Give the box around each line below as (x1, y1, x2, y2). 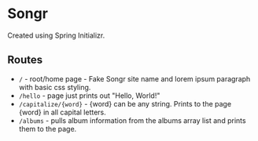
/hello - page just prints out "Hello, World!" (18, 91, 160, 100)
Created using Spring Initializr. (7, 31, 105, 40)
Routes (7, 53, 43, 67)
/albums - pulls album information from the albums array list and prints (18, 115, 246, 125)
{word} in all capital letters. (18, 107, 107, 117)
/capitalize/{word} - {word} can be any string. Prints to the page (18, 99, 232, 108)
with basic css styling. (18, 82, 91, 92)
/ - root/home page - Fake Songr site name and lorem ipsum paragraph (18, 74, 251, 83)
